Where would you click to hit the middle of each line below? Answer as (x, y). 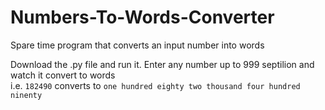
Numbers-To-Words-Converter (142, 17)
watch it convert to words (63, 75)
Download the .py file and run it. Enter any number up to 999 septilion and (162, 64)
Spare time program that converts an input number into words (137, 45)
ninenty (26, 95)
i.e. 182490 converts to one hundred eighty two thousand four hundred (155, 85)
